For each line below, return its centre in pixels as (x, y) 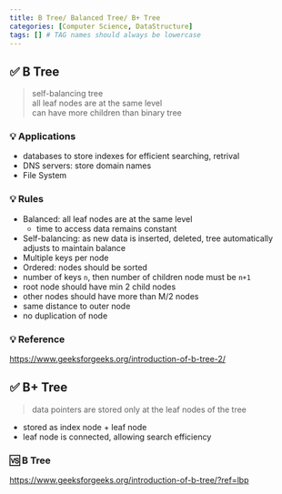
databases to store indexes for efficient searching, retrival (131, 156)
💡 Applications (43, 136)
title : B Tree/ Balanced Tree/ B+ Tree (85, 18)
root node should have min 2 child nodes (99, 287)
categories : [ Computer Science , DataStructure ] (101, 26)
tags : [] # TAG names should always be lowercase (106, 35)
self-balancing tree (67, 94)
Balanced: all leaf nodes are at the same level (107, 218)
